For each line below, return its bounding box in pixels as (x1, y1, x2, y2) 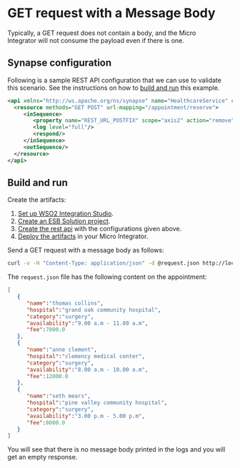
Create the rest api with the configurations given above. (17, 225, 182, 233)
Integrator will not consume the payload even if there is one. (7, 36, 184, 44)
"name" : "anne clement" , (26, 346, 98, 354)
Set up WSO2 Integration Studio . (17, 209, 114, 218)
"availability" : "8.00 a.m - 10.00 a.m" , (26, 366, 149, 373)
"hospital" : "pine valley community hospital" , (26, 400, 168, 407)
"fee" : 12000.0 (26, 372, 69, 380)
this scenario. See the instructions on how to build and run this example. (7, 83, 220, 92)
